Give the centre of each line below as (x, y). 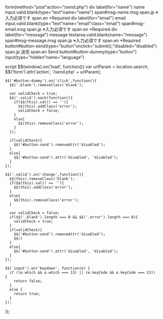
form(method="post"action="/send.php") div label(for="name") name (75, 7)
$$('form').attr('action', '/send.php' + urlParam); (53, 72)
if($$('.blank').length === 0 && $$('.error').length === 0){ (74, 217)
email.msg (15, 29)
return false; (28, 281)
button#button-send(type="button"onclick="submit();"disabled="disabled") (81, 46)
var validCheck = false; (35, 213)
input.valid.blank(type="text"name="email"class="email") (63, 23)
